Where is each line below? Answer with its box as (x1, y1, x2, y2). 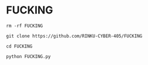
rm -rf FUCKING (6, 23, 43, 29)
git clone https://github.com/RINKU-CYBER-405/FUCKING (6, 33, 143, 39)
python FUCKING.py (6, 53, 51, 59)
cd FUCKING (6, 43, 33, 49)
